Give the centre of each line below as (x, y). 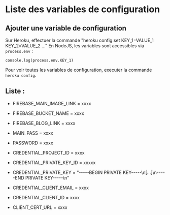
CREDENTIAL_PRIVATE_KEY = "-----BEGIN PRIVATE (67, 172)
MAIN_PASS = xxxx (33, 133)
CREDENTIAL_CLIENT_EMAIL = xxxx (50, 188)
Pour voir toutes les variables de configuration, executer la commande (79, 70)
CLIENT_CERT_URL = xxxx (40, 207)
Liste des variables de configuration (83, 9)
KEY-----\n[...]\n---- (144, 172)
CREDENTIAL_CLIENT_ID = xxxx (46, 197)
